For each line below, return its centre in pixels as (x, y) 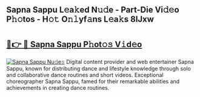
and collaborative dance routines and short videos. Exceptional (85, 75)
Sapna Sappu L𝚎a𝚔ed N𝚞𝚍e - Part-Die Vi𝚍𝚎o (93, 10)
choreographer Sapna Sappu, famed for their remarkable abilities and (93, 81)
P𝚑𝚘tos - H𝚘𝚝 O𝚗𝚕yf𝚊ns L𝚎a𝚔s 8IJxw (80, 20)
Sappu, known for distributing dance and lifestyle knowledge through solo (98, 68)
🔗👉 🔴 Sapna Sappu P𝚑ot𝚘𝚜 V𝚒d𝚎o (74, 44)
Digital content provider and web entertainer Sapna (130, 62)
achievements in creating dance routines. (58, 88)
